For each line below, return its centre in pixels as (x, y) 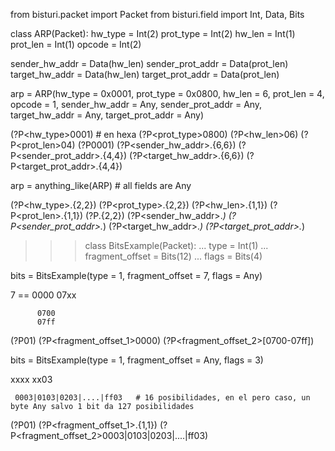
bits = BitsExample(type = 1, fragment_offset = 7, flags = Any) (136, 275)
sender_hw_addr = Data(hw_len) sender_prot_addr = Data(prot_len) (149, 63)
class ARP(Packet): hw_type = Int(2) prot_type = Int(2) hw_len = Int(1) (153, 33)
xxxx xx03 (31, 379)
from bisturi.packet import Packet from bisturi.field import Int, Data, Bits (157, 14)
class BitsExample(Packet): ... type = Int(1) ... (176, 245)
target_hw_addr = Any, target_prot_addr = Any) (107, 115)
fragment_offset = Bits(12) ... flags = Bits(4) (173, 256)
